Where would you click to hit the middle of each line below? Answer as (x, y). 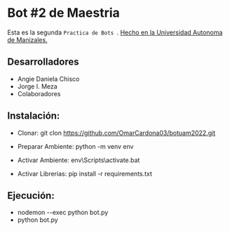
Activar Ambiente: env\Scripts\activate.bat (79, 160)
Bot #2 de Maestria (64, 13)
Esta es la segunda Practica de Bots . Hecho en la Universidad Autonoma (115, 32)
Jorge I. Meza (37, 86)
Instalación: (34, 116)
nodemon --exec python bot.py (63, 213)
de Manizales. (27, 39)
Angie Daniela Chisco (48, 79)
